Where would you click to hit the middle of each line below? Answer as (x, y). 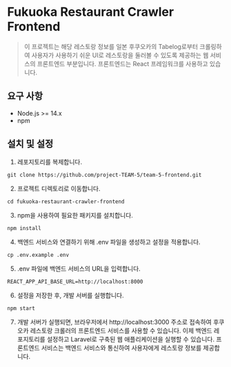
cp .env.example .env (38, 255)
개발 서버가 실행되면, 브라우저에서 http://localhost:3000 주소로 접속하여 (114, 322)
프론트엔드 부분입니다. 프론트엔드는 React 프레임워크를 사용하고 (122, 63)
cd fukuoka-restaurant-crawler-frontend (66, 201)
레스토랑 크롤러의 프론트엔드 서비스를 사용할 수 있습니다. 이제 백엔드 (121, 331)
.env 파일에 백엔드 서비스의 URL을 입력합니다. (79, 269)
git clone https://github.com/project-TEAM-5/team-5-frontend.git (104, 175)
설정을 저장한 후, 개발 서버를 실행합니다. (70, 295)
